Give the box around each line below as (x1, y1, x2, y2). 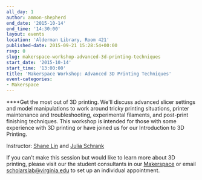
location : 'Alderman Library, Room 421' (6, 37, 110, 43)
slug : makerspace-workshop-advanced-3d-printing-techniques (6, 54, 161, 60)
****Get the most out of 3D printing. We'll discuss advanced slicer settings (6, 98, 195, 106)
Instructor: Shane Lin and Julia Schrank (6, 143, 105, 149)
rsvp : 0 (6, 48, 26, 54)
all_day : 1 (6, 8, 34, 15)
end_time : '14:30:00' (6, 25, 61, 32)
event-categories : (6, 76, 53, 82)
